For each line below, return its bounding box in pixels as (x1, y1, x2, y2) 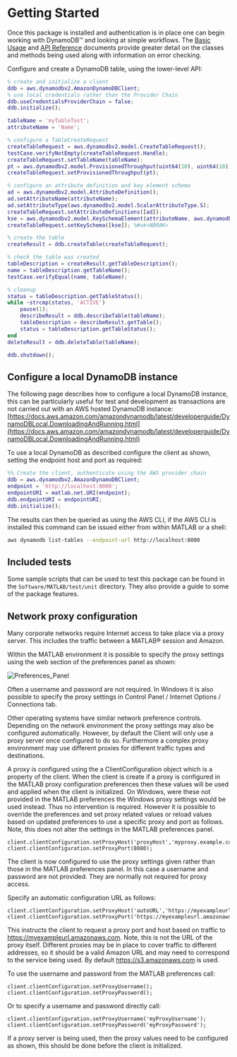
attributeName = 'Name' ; (7, 124, 80, 131)
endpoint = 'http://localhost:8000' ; (7, 483, 119, 490)
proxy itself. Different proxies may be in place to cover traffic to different (7, 941, 217, 949)
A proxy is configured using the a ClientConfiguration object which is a (7, 765, 213, 773)
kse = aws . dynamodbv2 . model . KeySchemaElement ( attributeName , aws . (7, 215, 207, 222)
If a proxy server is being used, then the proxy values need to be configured (7, 1034, 229, 1042)
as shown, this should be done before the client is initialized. (7, 1041, 183, 1050)
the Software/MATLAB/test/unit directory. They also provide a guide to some (7, 582, 229, 591)
